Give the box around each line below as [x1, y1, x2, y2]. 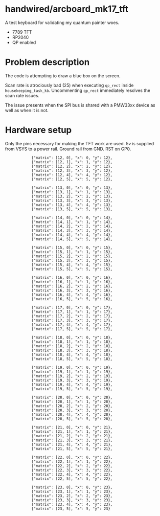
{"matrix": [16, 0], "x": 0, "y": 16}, [31, 275, 113, 280]
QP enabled [12, 39, 36, 45]
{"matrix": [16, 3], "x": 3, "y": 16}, [31, 288, 113, 293]
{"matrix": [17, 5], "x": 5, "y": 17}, [31, 326, 113, 331]
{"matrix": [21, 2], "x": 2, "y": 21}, [31, 433, 113, 438]
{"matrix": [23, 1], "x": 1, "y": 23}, [31, 489, 113, 494]
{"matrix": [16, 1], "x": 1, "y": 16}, [31, 279, 113, 284]
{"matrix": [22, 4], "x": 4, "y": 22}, [31, 472, 113, 477]
